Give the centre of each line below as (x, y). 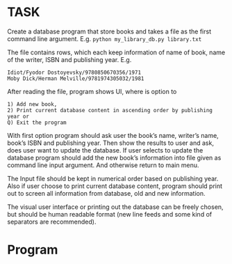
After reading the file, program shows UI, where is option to (92, 91)
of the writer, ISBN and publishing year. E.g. (69, 59)
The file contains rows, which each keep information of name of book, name (116, 52)
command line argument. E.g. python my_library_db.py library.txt (105, 38)
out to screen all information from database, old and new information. (106, 193)
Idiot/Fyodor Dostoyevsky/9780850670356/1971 (74, 72)
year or (18, 116)
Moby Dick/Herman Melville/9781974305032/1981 (76, 78)
